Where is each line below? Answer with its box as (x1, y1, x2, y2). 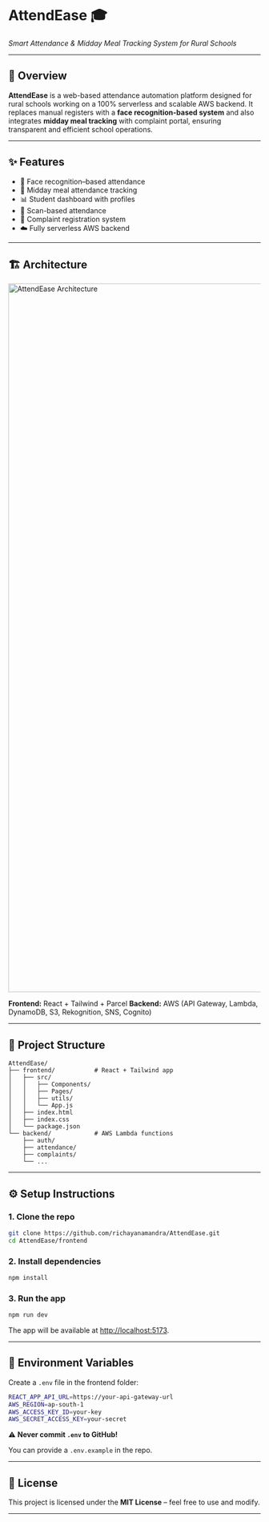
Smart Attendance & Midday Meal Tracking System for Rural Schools (8, 38, 237, 48)
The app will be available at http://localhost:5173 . (8, 1325, 170, 1335)
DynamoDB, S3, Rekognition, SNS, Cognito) (8, 1007, 152, 1017)
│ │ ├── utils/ (8, 1095, 74, 1103)
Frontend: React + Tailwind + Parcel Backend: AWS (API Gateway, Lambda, (8, 999, 259, 1009)
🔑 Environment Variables (8, 1356, 134, 1370)
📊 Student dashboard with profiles (19, 194, 135, 204)
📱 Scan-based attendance (19, 205, 106, 215)
